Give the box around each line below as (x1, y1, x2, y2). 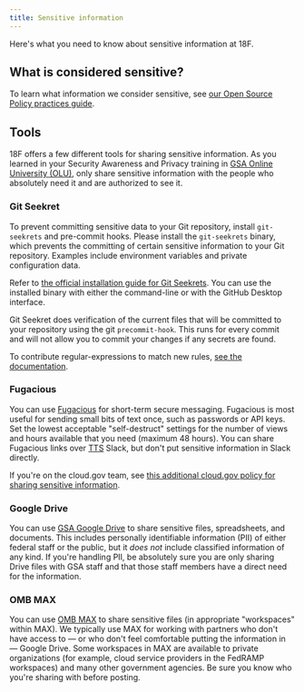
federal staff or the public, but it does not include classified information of (9, 542, 285, 553)
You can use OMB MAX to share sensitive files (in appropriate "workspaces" (9, 614, 295, 625)
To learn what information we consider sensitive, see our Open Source (9, 88, 273, 100)
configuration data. (9, 260, 81, 271)
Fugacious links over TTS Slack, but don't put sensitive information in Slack (9, 442, 291, 453)
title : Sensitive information (9, 13, 124, 23)
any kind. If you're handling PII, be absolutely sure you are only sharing (9, 551, 275, 563)
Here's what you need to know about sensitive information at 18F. (9, 38, 254, 49)
